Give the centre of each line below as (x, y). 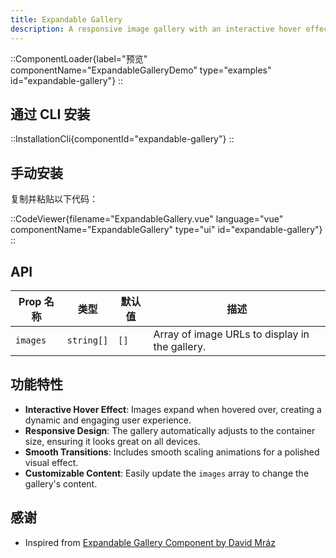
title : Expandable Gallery (66, 19)
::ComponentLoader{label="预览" (79, 58)
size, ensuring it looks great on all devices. (112, 441)
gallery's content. (61, 483)
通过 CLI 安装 (50, 114)
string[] (87, 340)
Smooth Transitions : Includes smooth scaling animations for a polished (172, 452)
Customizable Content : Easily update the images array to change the (167, 473)
